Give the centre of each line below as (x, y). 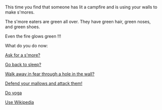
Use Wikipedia (19, 102)
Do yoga (13, 93)
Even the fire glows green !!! (33, 36)
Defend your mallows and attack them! (44, 83)
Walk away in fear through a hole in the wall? (50, 74)
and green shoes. (23, 27)
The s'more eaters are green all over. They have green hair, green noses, (78, 22)
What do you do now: (27, 46)
